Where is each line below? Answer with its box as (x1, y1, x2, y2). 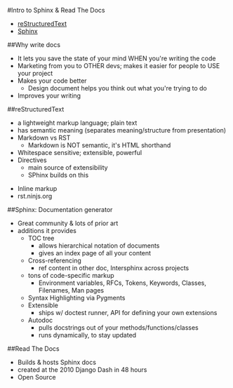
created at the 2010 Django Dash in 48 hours (17, 366, 147, 374)
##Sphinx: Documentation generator (7, 206, 113, 213)
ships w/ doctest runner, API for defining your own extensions (38, 309, 218, 316)
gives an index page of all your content (38, 249, 152, 257)
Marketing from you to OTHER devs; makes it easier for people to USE (17, 62, 220, 69)
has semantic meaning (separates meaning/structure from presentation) (17, 126, 227, 134)
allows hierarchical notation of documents (38, 241, 160, 250)
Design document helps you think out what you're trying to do (27, 84, 207, 92)
